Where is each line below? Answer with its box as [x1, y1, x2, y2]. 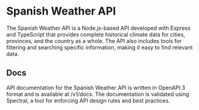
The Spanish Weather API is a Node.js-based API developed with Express [6, 24, 190, 32]
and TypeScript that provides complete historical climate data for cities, [6, 30, 186, 38]
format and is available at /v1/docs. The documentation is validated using [6, 90, 190, 98]
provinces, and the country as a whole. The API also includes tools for [6, 37, 182, 44]
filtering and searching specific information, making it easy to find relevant [6, 44, 193, 51]
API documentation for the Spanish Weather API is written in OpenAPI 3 [6, 84, 186, 91]
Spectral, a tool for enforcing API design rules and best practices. [6, 97, 170, 104]
